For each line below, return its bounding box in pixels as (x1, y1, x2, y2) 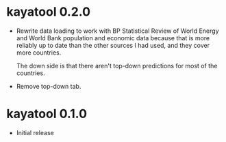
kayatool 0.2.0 (6, 4, 90, 20)
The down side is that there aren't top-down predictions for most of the (16, 61, 218, 70)
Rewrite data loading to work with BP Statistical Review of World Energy (16, 27, 220, 35)
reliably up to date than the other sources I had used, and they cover (16, 41, 210, 49)
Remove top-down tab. (16, 82, 81, 90)
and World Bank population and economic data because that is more (16, 33, 210, 42)
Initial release (16, 128, 54, 137)
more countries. (16, 48, 62, 57)
